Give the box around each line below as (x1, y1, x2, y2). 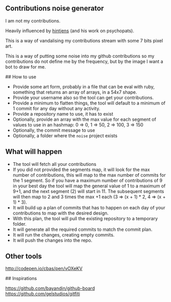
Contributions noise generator (5, 4, 104, 13)
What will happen (5, 147, 62, 156)
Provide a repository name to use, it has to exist (12, 111, 114, 117)
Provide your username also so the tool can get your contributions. (12, 94, 154, 100)
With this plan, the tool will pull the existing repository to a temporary (12, 215, 158, 222)
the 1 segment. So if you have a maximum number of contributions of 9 (12, 177, 163, 183)
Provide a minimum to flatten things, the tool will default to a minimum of (12, 100, 166, 106)
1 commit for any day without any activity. (12, 105, 101, 112)
